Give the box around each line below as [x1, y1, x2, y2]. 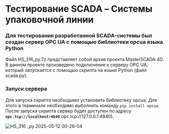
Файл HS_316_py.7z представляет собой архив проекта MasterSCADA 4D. [5, 57, 164, 63]
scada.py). [5, 72, 28, 79]
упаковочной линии [5, 14, 94, 25]
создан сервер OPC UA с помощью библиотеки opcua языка [5, 39, 163, 46]
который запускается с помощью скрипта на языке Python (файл [5, 67, 147, 73]
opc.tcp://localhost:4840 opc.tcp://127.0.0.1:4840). [5, 113, 114, 119]
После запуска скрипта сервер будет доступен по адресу [5, 108, 131, 114]
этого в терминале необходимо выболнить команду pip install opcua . [5, 102, 160, 109]
